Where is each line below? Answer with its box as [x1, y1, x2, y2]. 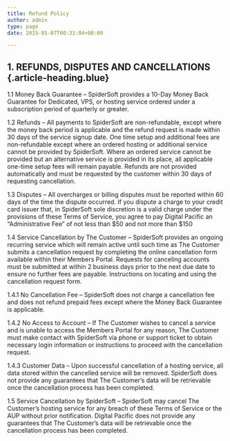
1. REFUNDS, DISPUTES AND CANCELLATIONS [7, 61, 211, 73]
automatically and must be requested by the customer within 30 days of [7, 170, 212, 178]
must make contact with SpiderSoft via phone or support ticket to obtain [7, 333, 213, 342]
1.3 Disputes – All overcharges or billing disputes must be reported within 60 [7, 191, 224, 199]
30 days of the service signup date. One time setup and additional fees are [7, 133, 220, 142]
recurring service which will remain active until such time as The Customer [7, 241, 220, 249]
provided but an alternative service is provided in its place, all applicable [7, 155, 213, 163]
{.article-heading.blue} [7, 72, 110, 84]
